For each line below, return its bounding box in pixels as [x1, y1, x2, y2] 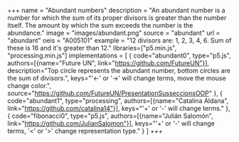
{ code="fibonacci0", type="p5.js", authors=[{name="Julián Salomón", [7, 111, 213, 120]
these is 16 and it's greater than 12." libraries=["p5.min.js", [7, 44, 177, 52]
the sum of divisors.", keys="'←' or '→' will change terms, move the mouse [7, 74, 226, 82]
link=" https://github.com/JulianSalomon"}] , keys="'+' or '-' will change [7, 119, 215, 127]
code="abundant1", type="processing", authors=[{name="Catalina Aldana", [7, 97, 229, 105]
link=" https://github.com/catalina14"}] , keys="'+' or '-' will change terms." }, [7, 104, 230, 112]
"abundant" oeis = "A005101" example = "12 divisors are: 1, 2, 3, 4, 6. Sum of [7, 36, 232, 45]
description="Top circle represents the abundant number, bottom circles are [7, 67, 231, 75]
